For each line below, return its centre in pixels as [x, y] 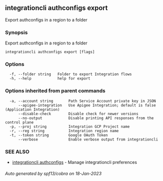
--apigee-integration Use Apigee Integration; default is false [87, 105]
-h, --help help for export [50, 79]
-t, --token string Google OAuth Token [59, 135]
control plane [20, 122]
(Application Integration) [32, 109]
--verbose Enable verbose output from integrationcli [88, 139]
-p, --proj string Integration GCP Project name [70, 126]
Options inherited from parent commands [55, 91]
